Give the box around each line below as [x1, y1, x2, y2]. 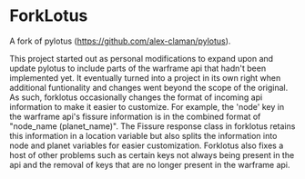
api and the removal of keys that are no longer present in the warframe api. [9, 159, 290, 170]
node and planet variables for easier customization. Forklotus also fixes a [9, 140, 284, 151]
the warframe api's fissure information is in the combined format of [9, 111, 261, 122]
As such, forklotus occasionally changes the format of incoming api [9, 92, 263, 103]
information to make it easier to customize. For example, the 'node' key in [9, 101, 285, 112]
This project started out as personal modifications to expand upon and [9, 53, 274, 64]
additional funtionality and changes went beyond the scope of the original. [9, 82, 289, 93]
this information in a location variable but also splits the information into [9, 130, 278, 141]
